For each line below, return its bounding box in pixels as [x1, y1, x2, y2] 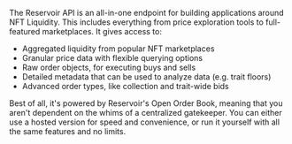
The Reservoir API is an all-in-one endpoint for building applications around [9, 8, 285, 18]
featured [9, 27, 41, 36]
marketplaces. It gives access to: [42, 27, 162, 36]
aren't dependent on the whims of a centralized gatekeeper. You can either [9, 108, 282, 117]
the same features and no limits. [9, 126, 127, 136]
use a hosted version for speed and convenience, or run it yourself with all [9, 117, 280, 127]
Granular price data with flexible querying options [21, 53, 204, 63]
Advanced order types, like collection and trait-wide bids [21, 81, 229, 91]
